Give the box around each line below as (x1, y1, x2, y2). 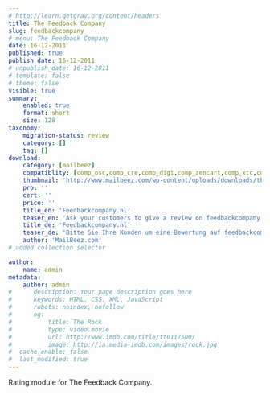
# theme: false (8, 79, 59, 87)
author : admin (22, 281, 70, 289)
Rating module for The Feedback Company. (8, 377, 153, 387)
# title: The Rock (8, 318, 103, 326)
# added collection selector (8, 244, 106, 252)
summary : (8, 94, 38, 102)
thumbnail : (22, 176, 59, 185)
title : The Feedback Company (8, 19, 106, 27)
